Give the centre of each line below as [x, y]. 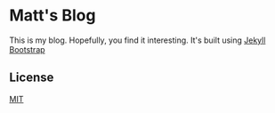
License [32, 78]
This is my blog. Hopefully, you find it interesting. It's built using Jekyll [137, 40]
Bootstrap [28, 49]
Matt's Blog [53, 16]
